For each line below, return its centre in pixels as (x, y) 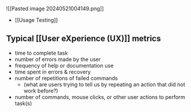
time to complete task (41, 53)
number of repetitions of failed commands (66, 78)
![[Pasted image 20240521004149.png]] (55, 9)
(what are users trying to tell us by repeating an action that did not (104, 84)
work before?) (41, 91)
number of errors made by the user (58, 59)
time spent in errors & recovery (52, 72)
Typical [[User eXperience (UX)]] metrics (84, 39)
